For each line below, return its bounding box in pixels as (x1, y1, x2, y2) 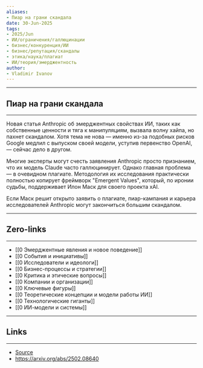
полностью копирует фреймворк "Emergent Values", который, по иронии (6, 177, 194, 184)
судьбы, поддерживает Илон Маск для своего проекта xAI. (6, 183, 159, 191)
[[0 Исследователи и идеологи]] (14, 259, 98, 266)
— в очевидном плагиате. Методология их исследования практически (6, 170, 189, 178)
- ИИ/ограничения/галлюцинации (6, 37, 85, 43)
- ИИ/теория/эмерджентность (6, 59, 77, 65)
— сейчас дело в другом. (6, 146, 72, 153)
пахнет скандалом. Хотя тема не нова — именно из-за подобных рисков (6, 133, 195, 141)
